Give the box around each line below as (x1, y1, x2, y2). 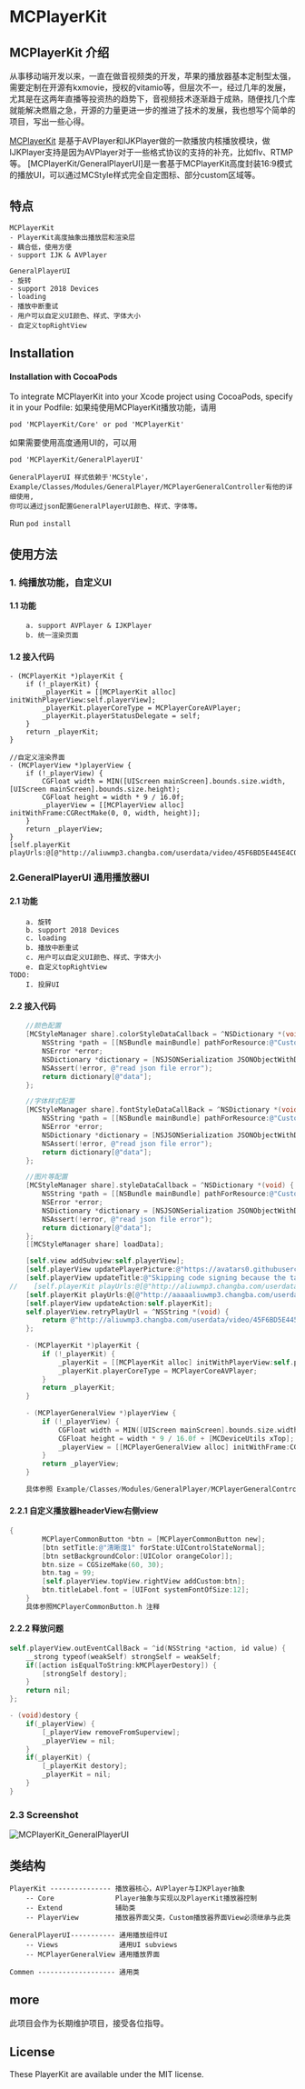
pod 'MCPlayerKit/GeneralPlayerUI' (9, 455, 144, 465)
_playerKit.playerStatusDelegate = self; (42, 712, 202, 721)
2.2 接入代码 (9, 1000, 56, 1011)
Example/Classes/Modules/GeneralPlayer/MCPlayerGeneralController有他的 (9, 483, 286, 492)
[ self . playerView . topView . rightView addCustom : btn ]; (42, 1577, 246, 1586)
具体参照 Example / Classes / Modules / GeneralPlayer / (25, 1484, 212, 1494)
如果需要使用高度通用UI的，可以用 (9, 437, 138, 448)
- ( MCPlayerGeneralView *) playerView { (25, 1409, 177, 1418)
